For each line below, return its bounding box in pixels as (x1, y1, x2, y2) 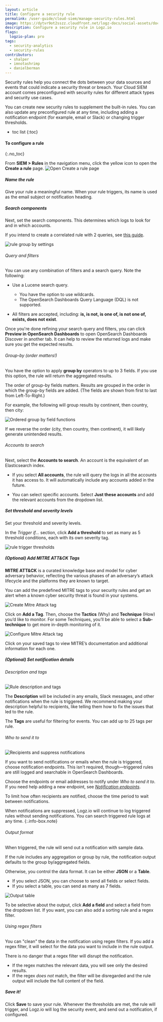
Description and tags (5, 669, 47, 675)
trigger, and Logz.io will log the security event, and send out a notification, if (5, 1006, 158, 1012)
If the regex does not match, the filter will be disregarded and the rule (12, 972, 151, 978)
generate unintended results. (5, 431, 63, 437)
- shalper (9, 57, 29, 62)
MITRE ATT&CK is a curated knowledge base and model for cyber (5, 567, 137, 573)
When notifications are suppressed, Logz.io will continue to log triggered (5, 808, 150, 814)
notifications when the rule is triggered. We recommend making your (5, 698, 143, 705)
